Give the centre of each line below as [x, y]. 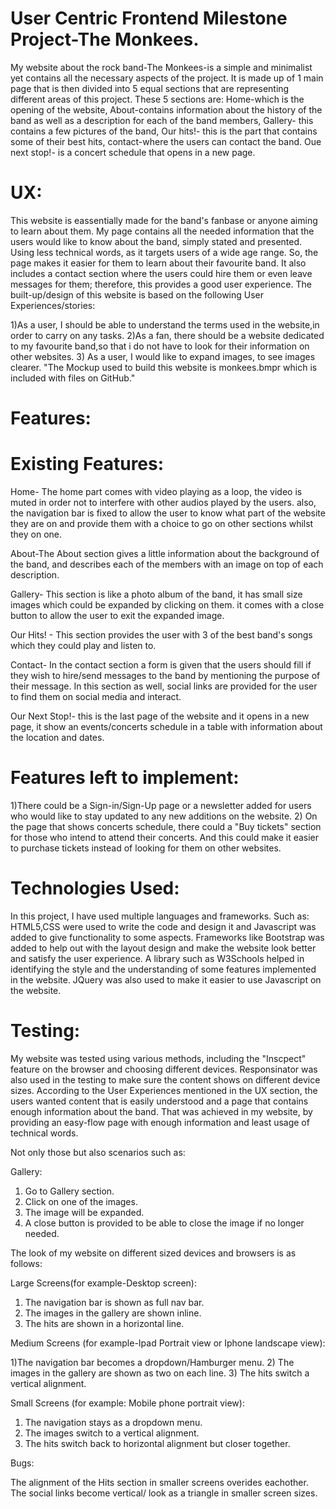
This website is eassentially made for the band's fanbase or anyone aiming [164, 220]
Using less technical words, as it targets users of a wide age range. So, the [164, 252]
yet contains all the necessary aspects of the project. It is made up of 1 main [167, 78]
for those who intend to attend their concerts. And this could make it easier [165, 837]
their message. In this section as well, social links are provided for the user [164, 686]
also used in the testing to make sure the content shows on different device [165, 1079]
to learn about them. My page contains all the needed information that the [162, 231]
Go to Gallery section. [69, 1191]
